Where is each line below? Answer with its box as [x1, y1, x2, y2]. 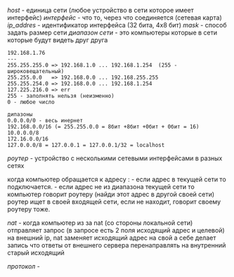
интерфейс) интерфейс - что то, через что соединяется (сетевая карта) [7, 13, 223, 22]
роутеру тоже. [7, 205, 51, 213]
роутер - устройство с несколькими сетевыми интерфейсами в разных [7, 154, 223, 162]
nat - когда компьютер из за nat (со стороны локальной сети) [7, 219, 193, 227]
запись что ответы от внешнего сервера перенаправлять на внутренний [7, 241, 226, 249]
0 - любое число [7, 98, 55, 105]
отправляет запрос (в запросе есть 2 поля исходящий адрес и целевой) [7, 226, 225, 234]
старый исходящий [7, 249, 65, 257]
